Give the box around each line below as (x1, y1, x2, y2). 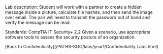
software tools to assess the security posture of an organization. (5, 34, 136, 40)
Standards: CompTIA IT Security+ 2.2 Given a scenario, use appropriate (5, 29, 151, 35)
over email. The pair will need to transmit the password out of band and (5, 15, 150, 20)
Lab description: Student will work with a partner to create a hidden (5, 4, 142, 10)
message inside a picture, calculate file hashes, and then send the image (5, 9, 153, 15)
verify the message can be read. (5, 19, 71, 25)
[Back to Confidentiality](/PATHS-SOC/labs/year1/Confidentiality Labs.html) (5, 44, 159, 49)
